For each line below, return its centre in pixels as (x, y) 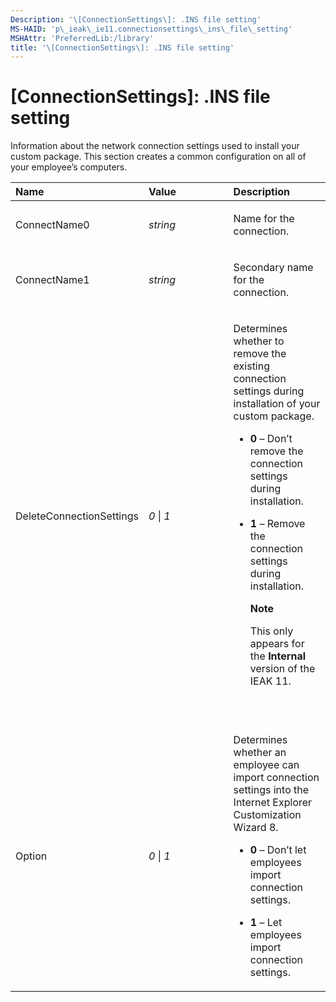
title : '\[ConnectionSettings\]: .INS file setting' (122, 47)
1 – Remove (277, 524)
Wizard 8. (256, 828)
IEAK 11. (270, 681)
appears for (277, 644)
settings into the (271, 790)
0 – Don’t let (278, 850)
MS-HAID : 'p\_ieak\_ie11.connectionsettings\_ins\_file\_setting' (151, 29)
